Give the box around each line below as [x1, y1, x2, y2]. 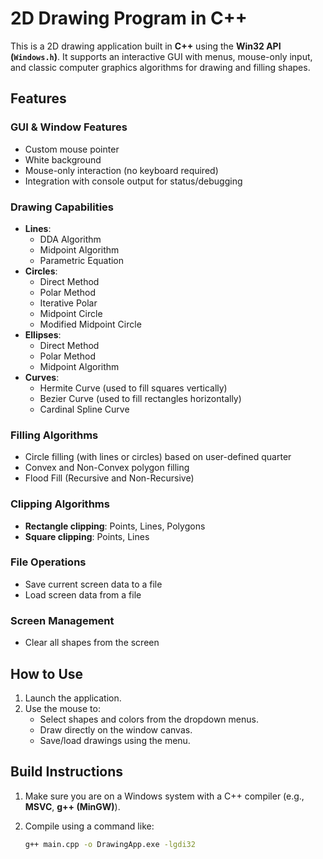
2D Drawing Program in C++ [10, 7, 248, 30]
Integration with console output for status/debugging [24, 175, 243, 187]
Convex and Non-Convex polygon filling [24, 462, 190, 474]
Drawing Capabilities [10, 200, 114, 214]
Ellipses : [24, 328, 62, 341]
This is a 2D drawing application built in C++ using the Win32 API [10, 40, 282, 52]
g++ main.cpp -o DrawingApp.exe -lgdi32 [24, 839, 196, 849]
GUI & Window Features [10, 120, 128, 134]
